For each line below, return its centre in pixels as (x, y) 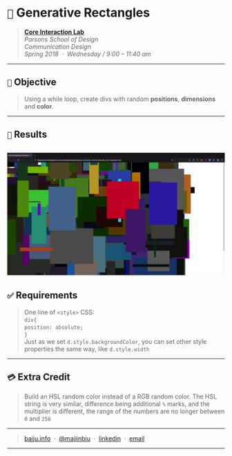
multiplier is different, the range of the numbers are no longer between (124, 411)
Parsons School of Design (61, 39)
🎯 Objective (32, 82)
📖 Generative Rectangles (79, 13)
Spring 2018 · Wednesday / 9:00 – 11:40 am (87, 54)
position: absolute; (54, 327)
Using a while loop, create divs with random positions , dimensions (120, 99)
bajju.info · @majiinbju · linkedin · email (84, 438)
